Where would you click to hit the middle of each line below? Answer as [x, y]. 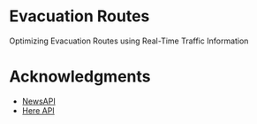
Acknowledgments [80, 77]
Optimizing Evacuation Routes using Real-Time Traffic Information [129, 41]
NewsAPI [38, 101]
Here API [38, 110]
